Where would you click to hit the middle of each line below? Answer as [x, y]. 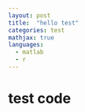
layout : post [30, 15]
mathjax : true [31, 37]
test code [40, 99]
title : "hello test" [44, 23]
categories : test [37, 30]
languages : [26, 45]
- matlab [30, 52]
